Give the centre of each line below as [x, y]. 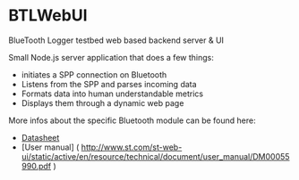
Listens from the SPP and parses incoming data [109, 84]
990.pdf [36, 166]
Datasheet [40, 137]
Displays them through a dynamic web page [103, 102]
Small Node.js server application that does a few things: [111, 57]
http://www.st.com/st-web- [132, 147]
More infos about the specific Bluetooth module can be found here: [132, 120]
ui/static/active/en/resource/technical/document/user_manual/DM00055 [155, 156]
